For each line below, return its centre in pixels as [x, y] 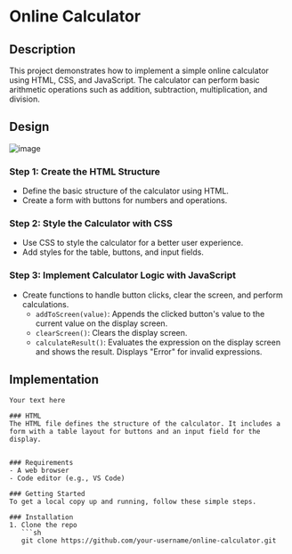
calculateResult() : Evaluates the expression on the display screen [158, 342]
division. [24, 99]
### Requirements [41, 462]
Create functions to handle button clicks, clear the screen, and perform [152, 295]
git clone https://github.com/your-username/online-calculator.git [149, 541]
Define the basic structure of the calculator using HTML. [126, 191]
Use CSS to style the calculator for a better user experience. [133, 243]
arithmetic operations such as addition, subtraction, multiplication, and [138, 90]
